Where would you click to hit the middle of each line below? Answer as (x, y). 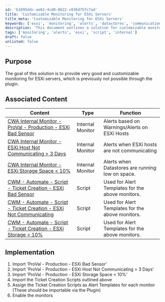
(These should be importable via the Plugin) (56, 290)
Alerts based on (122, 121)
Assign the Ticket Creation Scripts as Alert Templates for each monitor (83, 285)
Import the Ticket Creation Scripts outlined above (62, 280)
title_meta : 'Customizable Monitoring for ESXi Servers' (65, 19)
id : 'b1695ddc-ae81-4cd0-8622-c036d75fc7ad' (51, 10)
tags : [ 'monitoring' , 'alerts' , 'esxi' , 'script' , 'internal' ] (71, 32)
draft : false (18, 37)
